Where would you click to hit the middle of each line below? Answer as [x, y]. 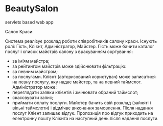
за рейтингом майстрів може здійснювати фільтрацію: [69, 66]
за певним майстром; [35, 71]
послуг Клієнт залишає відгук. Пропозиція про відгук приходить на [82, 113]
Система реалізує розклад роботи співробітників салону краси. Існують [81, 41]
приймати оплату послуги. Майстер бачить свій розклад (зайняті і [81, 102]
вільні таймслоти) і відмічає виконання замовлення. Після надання [82, 108]
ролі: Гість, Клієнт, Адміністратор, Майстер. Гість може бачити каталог [80, 46]
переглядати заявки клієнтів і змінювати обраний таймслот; [75, 92]
